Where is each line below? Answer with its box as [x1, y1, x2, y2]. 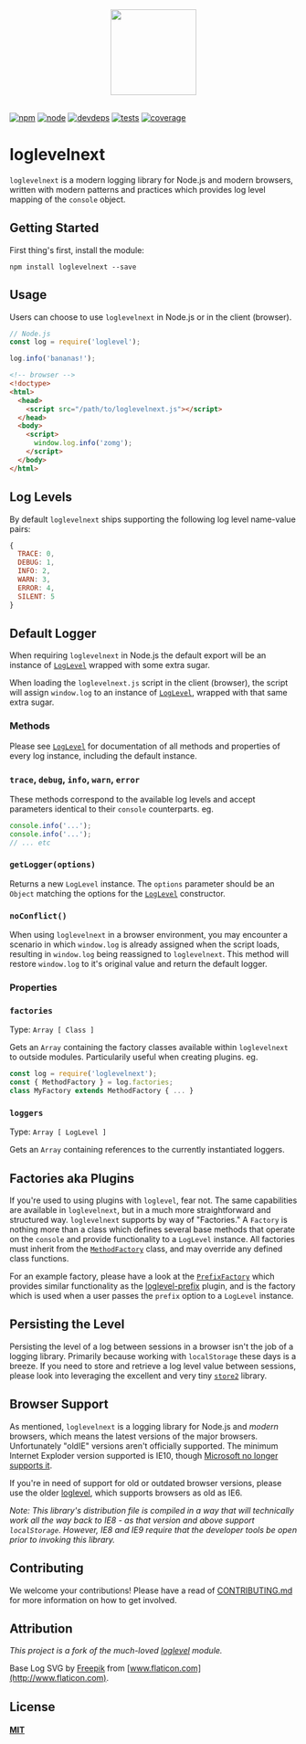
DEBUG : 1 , [17, 558, 55, 568]
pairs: [9, 523, 31, 534]
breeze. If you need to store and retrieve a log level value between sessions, [9, 1360, 297, 1371]
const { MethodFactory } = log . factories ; [9, 1078, 174, 1087]
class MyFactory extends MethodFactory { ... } [9, 1087, 195, 1096]
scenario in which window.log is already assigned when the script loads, [9, 939, 280, 950]
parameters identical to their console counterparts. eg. [9, 803, 215, 814]
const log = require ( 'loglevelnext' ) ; [9, 1069, 157, 1079]
